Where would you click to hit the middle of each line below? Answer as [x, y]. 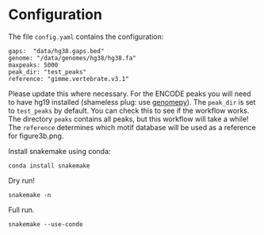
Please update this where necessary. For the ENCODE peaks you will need [130, 94]
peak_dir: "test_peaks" [48, 72]
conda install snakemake [49, 166]
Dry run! [22, 180]
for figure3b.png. [36, 136]
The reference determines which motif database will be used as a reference [132, 127]
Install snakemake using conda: [59, 151]
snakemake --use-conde [46, 224]
